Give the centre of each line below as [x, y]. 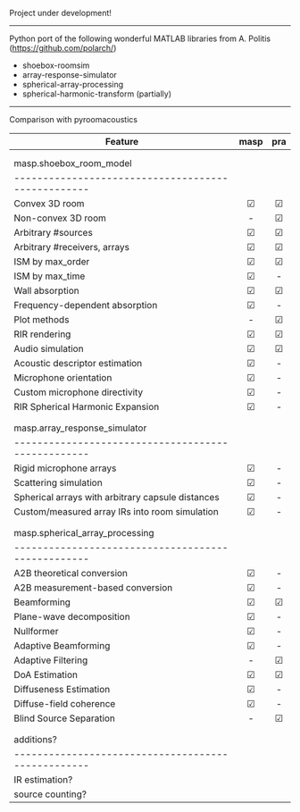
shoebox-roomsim [56, 65]
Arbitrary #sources [54, 233]
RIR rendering [42, 334]
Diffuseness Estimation [62, 689]
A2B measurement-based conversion [93, 587]
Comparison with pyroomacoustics [74, 119]
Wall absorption [47, 291]
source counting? [50, 794]
